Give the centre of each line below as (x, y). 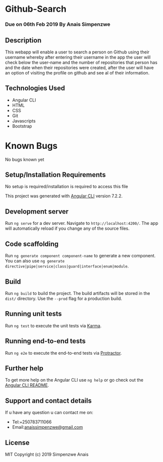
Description (23, 40)
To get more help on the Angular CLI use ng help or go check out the (74, 380)
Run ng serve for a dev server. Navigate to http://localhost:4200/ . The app (82, 223)
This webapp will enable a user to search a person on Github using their (77, 52)
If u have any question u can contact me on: (49, 413)
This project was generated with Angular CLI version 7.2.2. (64, 196)
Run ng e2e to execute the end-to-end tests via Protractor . (63, 353)
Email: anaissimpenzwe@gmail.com (47, 427)
